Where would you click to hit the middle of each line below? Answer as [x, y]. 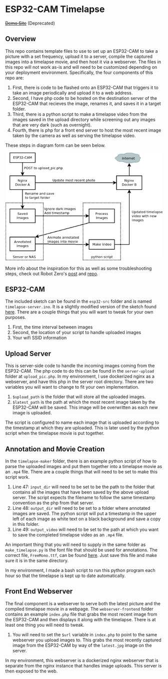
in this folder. [26, 524]
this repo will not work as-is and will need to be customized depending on [81, 67]
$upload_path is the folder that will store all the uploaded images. [79, 397]
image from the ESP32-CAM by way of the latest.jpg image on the [82, 645]
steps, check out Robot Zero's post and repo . [52, 273]
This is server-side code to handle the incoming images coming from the [80, 366]
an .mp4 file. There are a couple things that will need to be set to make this [81, 472]
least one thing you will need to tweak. [45, 625]
